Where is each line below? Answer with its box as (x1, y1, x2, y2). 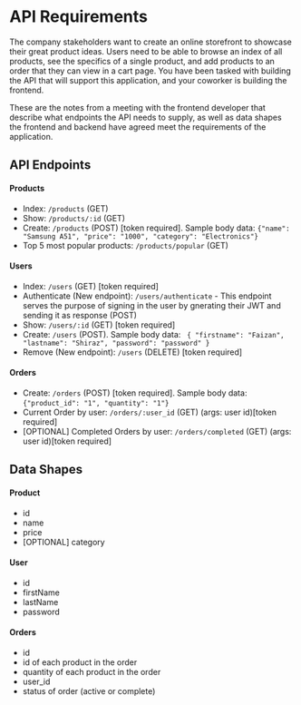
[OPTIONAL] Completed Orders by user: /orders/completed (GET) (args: (22, 426, 292, 436)
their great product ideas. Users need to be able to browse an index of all (9, 45, 283, 56)
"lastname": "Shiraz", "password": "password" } (22, 338, 210, 348)
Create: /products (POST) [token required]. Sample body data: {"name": (22, 222, 290, 233)
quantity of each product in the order (22, 666, 161, 677)
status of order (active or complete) (22, 685, 156, 696)
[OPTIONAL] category (22, 536, 106, 547)
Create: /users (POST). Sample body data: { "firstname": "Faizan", (22, 328, 285, 339)
